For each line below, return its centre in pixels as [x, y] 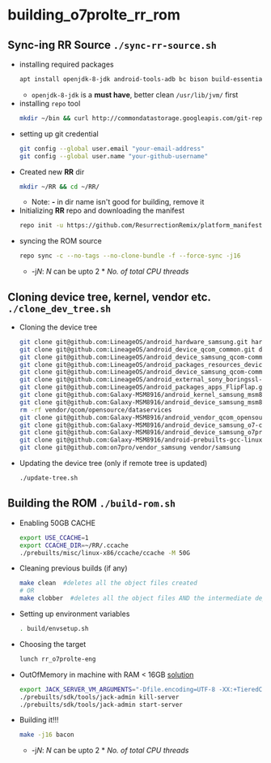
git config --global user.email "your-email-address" [112, 149]
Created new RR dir [52, 171]
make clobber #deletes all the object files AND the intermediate [135, 598]
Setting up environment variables [74, 614]
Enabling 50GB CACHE [57, 523]
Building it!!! [39, 720]
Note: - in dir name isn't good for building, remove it [118, 202]
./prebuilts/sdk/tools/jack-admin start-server [101, 705]
